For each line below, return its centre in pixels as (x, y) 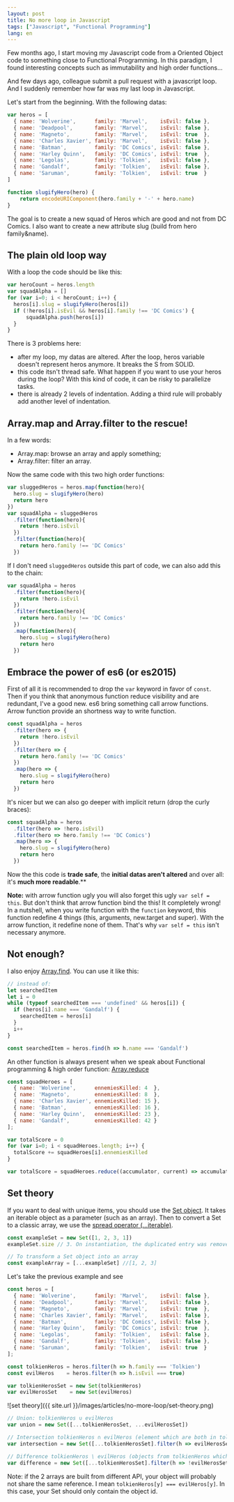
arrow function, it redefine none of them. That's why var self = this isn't (113, 925)
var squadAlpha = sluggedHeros (53, 513)
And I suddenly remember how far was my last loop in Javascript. (101, 89)
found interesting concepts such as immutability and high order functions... (115, 68)
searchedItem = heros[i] (56, 1016)
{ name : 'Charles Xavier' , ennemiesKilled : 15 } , (87, 1101)
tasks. (26, 387)
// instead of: (29, 983)
